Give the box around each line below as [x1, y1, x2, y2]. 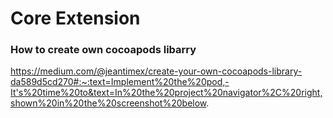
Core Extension [10, 7, 141, 30]
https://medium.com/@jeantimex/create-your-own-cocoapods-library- [10, 65, 303, 77]
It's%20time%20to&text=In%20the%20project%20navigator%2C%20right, [10, 87, 323, 99]
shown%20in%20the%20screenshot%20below [10, 97, 207, 109]
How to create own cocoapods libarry [10, 43, 197, 57]
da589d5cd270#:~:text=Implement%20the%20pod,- [10, 76, 230, 88]
